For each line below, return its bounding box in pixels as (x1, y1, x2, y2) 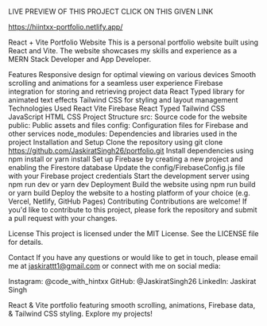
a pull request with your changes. (8, 214, 118, 223)
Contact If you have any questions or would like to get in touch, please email (8, 253, 258, 262)
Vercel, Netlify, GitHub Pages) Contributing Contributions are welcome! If (8, 196, 248, 206)
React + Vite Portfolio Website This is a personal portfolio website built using (8, 37, 258, 47)
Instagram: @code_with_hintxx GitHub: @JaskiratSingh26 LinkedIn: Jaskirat (8, 277, 257, 285)
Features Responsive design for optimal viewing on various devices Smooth (8, 70, 257, 79)
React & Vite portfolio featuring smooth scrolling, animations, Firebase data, (8, 301, 256, 309)
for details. (8, 238, 44, 246)
